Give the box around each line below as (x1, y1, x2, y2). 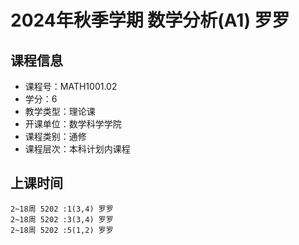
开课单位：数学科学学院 (24, 118, 122, 130)
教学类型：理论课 (24, 106, 96, 117)
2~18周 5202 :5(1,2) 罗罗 (10, 225, 114, 235)
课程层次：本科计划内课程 (24, 143, 131, 155)
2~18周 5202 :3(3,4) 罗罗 (10, 214, 114, 225)
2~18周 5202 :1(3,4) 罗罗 (10, 204, 114, 214)
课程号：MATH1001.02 (24, 81, 118, 92)
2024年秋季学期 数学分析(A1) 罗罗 (10, 9, 290, 32)
